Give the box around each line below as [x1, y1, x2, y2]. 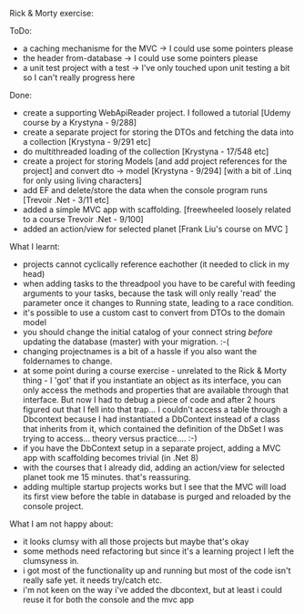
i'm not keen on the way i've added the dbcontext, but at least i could [22, 585, 282, 595]
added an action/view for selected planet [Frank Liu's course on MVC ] [22, 223, 289, 234]
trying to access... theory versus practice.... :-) [22, 433, 198, 444]
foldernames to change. [22, 355, 113, 366]
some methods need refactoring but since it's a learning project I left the [22, 546, 294, 557]
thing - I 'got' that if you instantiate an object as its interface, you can [22, 375, 282, 385]
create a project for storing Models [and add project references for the [22, 156, 288, 167]
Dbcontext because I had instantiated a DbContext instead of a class [22, 414, 280, 425]
